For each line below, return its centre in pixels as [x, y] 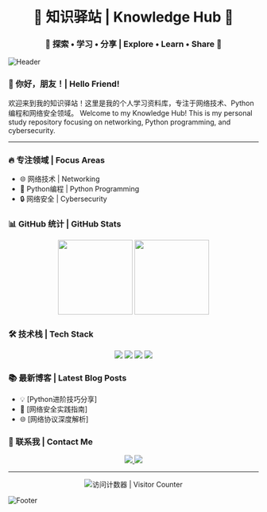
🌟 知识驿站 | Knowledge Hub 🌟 [133, 17]
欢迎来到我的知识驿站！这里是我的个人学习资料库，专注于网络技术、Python [131, 103]
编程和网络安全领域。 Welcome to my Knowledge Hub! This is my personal [130, 112]
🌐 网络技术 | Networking [60, 179]
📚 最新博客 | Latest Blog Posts [68, 378]
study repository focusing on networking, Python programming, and [120, 122]
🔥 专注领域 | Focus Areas [57, 160]
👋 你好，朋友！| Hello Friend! [64, 84]
